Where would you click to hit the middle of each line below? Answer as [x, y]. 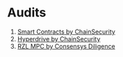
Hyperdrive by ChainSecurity [59, 38]
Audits [27, 13]
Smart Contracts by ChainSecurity [66, 32]
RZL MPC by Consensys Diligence [66, 46]
